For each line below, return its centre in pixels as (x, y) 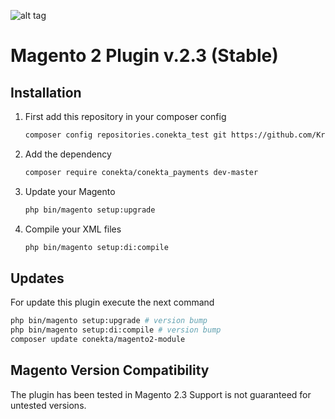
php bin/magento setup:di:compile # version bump (116, 330)
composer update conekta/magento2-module (98, 340)
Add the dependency (68, 154)
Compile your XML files (73, 229)
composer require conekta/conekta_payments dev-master (141, 172)
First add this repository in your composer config (125, 116)
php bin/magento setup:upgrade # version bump (109, 321)
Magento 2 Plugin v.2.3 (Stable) (144, 56)
